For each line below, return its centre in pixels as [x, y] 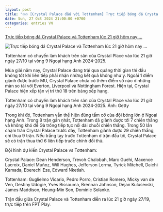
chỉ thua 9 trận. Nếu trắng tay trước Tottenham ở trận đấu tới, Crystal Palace [81, 136]
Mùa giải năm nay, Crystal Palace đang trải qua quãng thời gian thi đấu [76, 71]
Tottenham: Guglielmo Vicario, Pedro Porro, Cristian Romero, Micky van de [80, 179]
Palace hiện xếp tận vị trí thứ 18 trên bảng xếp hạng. [57, 91]
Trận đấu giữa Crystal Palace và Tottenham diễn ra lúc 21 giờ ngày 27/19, [78, 199]
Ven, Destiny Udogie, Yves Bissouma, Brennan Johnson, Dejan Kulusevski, [80, 185]
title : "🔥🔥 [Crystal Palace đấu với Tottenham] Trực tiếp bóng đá [74, 14]
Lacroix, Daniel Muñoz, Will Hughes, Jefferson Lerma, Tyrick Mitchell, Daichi [81, 165]
